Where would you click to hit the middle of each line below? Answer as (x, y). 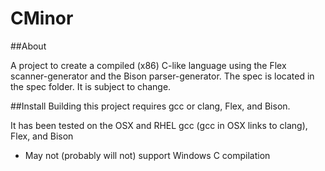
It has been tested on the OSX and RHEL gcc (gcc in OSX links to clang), (159, 125)
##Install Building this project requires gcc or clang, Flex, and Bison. (150, 106)
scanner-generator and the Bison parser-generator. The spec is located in (162, 76)
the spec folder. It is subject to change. (91, 86)
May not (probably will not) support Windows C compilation (147, 155)
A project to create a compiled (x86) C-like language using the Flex (148, 65)
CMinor (42, 18)
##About (28, 46)
